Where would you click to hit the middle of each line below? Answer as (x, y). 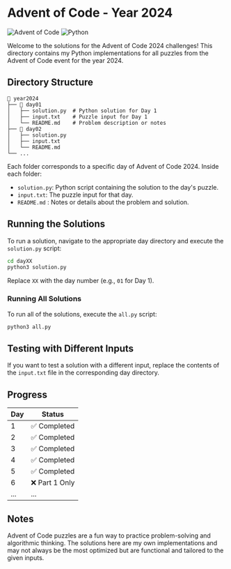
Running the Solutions (56, 224)
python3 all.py (29, 327)
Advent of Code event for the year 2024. (65, 60)
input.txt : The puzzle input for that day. (75, 195)
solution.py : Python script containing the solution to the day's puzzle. (118, 187)
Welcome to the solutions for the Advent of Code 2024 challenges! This (110, 45)
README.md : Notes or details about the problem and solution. (103, 202)
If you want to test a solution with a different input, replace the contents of (113, 365)
